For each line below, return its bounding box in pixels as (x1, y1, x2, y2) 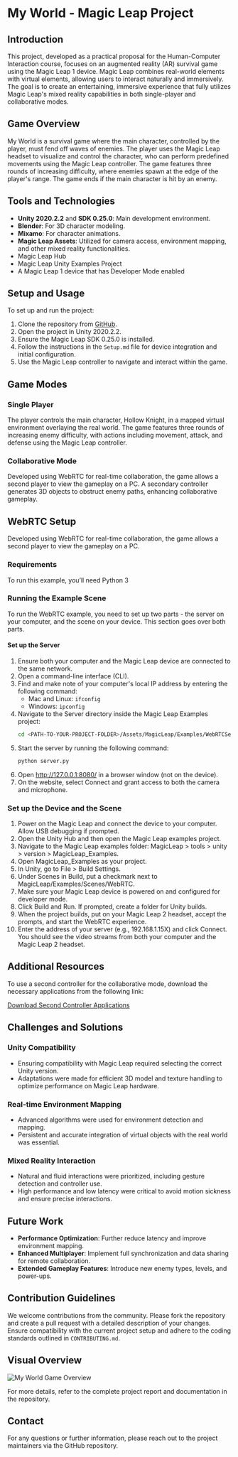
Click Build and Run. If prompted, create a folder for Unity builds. (17, 902, 207, 911)
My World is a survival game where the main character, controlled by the (7, 136, 220, 145)
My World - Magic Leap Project (7, 5, 194, 21)
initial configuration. (17, 350, 76, 359)
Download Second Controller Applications (7, 1000, 130, 1009)
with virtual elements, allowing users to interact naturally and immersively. (7, 75, 224, 83)
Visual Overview (7, 1355, 82, 1367)
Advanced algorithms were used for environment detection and (17, 1115, 204, 1124)
